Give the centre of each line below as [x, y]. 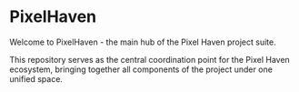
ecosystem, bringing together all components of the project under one [141, 69]
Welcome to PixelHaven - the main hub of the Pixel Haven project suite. [143, 42]
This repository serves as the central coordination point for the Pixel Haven [150, 59]
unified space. [36, 78]
